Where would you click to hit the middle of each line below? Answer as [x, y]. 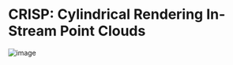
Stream [33, 31]
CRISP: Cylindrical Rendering [106, 14]
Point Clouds [103, 31]
